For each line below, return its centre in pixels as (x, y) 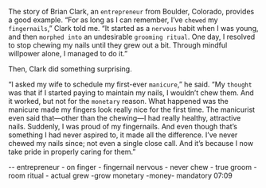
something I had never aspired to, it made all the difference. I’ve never (123, 135)
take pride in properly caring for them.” (72, 152)
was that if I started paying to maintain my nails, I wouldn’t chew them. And (131, 93)
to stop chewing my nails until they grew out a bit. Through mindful (118, 45)
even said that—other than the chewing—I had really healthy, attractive (125, 118)
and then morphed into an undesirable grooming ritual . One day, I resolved (132, 36)
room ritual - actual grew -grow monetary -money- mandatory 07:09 (121, 175)
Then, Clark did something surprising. (70, 69)
